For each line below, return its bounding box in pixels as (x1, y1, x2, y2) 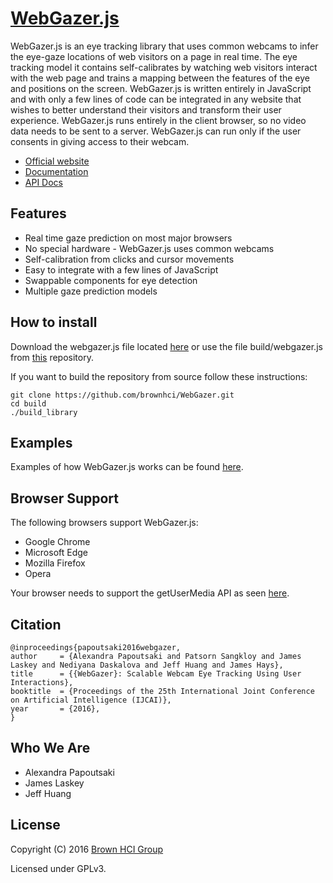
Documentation (24, 165, 89, 177)
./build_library (10, 407, 78, 417)
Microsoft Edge (24, 547, 89, 559)
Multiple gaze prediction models (24, 285, 158, 297)
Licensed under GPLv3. (10, 862, 107, 874)
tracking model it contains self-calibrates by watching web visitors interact (10, 61, 318, 73)
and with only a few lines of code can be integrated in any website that (10, 93, 302, 105)
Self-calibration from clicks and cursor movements (24, 253, 235, 265)
